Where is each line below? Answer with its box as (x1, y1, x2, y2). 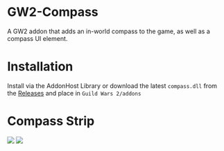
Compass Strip (7, 114, 95, 129)
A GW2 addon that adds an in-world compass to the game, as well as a (7, 27, 210, 35)
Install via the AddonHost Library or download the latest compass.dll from (7, 81, 217, 90)
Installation (7, 59, 74, 75)
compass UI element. (7, 34, 68, 42)
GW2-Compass (7, 4, 98, 20)
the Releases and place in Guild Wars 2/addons (7, 89, 141, 97)
